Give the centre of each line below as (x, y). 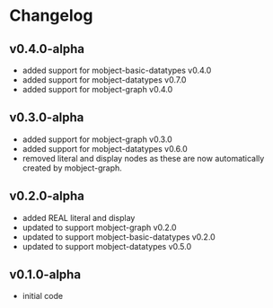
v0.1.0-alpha (45, 275)
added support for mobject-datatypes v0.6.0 (105, 148)
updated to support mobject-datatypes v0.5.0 (107, 246)
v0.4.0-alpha (47, 49)
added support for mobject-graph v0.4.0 (97, 89)
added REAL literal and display (79, 217)
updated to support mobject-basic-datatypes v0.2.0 (119, 237)
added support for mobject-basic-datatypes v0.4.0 (117, 70)
